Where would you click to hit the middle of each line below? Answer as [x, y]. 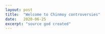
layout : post [19, 10]
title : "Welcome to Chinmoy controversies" [53, 14]
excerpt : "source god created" [38, 24]
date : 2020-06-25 [26, 19]
